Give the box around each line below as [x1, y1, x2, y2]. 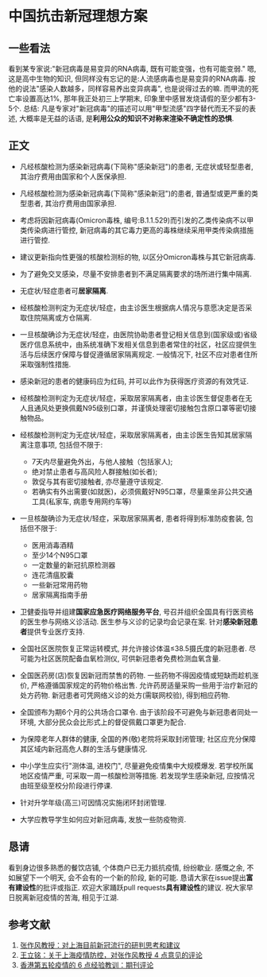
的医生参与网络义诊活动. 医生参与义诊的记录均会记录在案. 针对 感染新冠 [19, 617, 251, 626]
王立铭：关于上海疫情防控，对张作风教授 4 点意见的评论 [19, 951, 203, 960]
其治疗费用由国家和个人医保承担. [19, 172, 127, 181]
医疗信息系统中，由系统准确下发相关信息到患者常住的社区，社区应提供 [19, 339, 250, 349]
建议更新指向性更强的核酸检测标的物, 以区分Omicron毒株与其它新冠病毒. [19, 252, 256, 262]
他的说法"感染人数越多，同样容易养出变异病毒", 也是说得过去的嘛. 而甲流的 [8, 84, 252, 93]
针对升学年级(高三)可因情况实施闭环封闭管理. [19, 797, 167, 807]
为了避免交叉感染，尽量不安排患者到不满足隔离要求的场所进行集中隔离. [19, 269, 252, 278]
